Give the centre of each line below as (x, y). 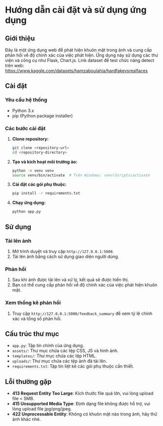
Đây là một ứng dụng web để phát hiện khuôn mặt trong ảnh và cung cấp (79, 50)
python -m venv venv (33, 171)
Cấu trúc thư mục (32, 334)
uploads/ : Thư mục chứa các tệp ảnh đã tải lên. (60, 361)
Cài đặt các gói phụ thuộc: (39, 184)
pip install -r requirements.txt (46, 194)
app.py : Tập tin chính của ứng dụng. (48, 346)
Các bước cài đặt (25, 128)
